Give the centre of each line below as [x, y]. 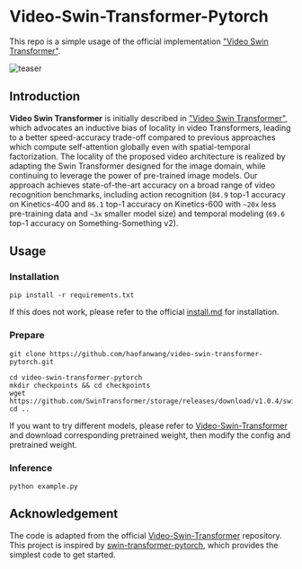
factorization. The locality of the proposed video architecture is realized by [147, 156]
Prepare [27, 336]
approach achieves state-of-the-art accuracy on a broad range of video [142, 185]
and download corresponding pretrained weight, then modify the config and [150, 435]
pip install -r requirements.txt [72, 295]
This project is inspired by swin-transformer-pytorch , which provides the [144, 545]
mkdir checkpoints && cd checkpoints [80, 385]
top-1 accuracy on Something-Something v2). [94, 223]
